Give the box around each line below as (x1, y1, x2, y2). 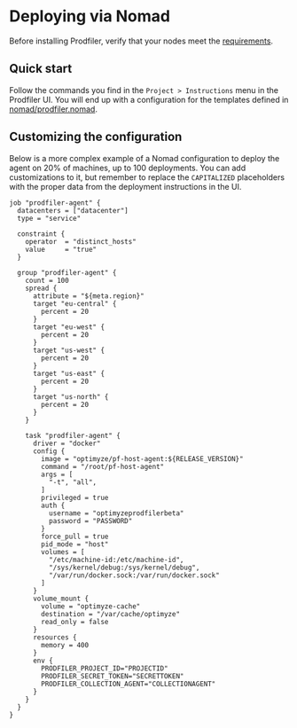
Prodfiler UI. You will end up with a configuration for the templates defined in (9, 94, 289, 105)
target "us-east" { (32, 369, 105, 378)
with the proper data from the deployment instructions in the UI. (9, 181, 242, 192)
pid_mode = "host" (41, 539, 109, 549)
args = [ (41, 470, 74, 479)
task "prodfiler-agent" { (25, 431, 121, 440)
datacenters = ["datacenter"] (17, 206, 129, 215)
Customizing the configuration (9, 129, 183, 145)
